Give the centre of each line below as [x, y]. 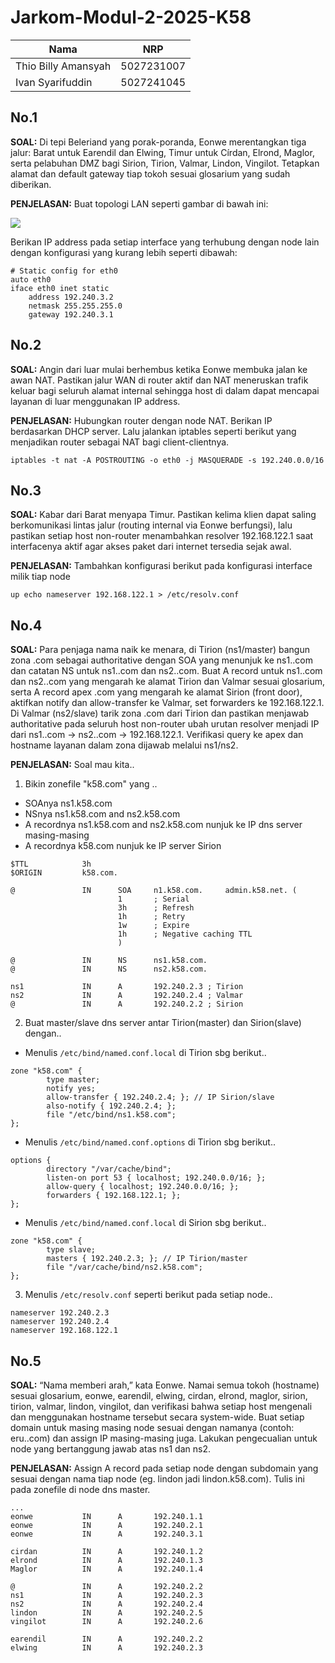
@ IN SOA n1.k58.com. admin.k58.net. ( [154, 891]
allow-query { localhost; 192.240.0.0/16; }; [143, 1187]
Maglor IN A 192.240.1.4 [106, 1569]
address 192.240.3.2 [71, 297]
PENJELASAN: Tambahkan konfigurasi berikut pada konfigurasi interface [161, 566]
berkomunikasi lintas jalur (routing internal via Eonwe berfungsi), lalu [151, 525]
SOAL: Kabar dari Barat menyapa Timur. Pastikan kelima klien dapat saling [163, 515]
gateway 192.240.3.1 [71, 314]
